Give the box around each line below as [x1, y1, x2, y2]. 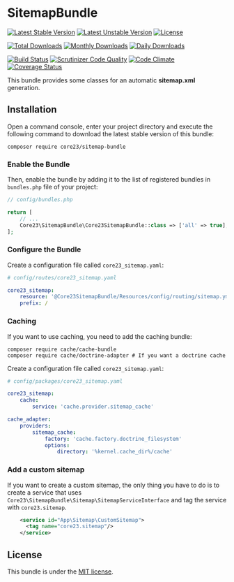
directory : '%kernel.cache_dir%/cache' [56, 449, 173, 456]
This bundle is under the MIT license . [7, 567, 114, 576]
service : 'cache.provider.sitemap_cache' [32, 403, 155, 410]
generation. [7, 83, 40, 92]
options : [44, 442, 70, 449]
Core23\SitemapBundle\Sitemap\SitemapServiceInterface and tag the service [7, 495, 227, 504]
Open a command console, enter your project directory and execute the [7, 122, 213, 131]
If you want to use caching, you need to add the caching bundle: [7, 332, 192, 340]
